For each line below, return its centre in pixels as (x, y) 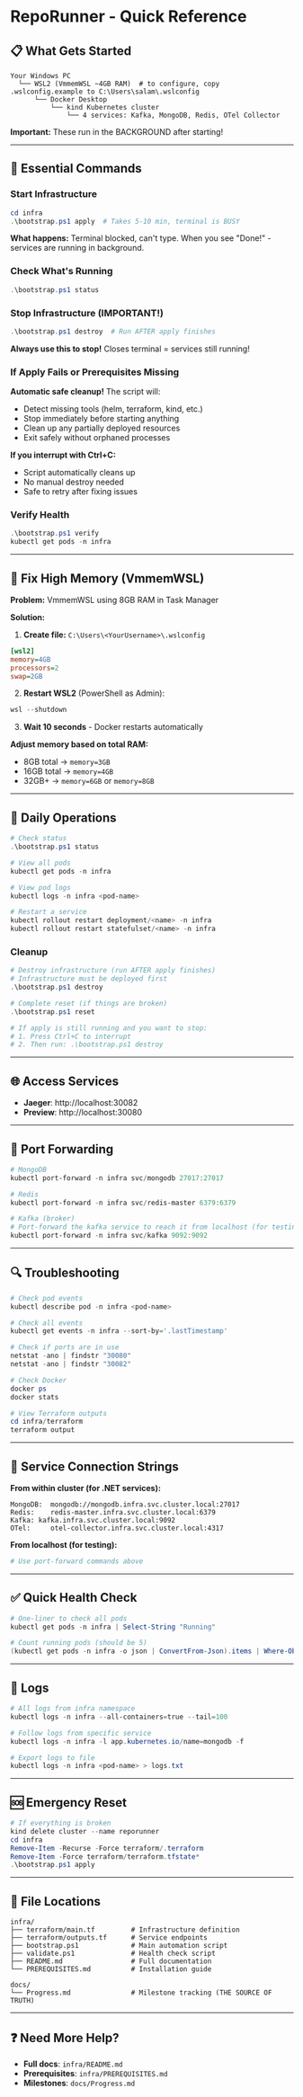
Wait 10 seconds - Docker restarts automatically (113, 727)
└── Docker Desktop (70, 100)
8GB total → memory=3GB (67, 762)
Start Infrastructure (54, 194)
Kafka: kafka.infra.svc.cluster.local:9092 (93, 1521)
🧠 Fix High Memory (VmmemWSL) (107, 578)
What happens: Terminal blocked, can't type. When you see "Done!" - (141, 238)
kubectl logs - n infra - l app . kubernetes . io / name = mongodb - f (127, 1741)
